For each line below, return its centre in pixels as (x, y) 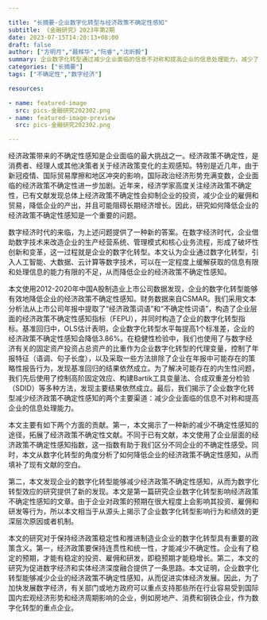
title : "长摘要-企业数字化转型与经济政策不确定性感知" (88, 22)
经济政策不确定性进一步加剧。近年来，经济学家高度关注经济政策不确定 (137, 186)
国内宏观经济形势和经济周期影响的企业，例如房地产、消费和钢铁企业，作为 (130, 598)
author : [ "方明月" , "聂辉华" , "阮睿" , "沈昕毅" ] (78, 52)
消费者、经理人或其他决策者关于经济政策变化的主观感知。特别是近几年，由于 (133, 166)
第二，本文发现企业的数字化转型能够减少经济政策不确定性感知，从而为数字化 (133, 482)
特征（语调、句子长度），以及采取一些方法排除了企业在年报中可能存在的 (132, 358)
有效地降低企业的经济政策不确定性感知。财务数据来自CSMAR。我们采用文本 (132, 299)
